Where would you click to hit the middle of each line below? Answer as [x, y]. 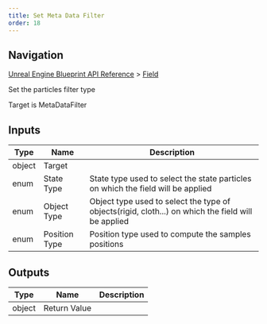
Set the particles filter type [52, 90]
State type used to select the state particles [170, 179]
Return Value [67, 308]
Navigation [36, 55]
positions [106, 245]
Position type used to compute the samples [170, 234]
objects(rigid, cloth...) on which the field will [171, 211]
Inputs [25, 130]
